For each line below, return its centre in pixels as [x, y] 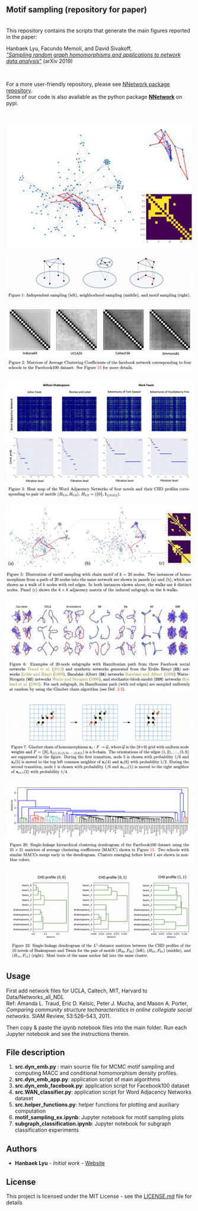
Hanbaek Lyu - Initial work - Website [60, 1163]
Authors [22, 1149]
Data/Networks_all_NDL [35, 997]
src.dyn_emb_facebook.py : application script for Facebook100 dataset [102, 1086]
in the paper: [22, 37]
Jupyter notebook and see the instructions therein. [68, 1033]
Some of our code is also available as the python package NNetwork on [94, 96]
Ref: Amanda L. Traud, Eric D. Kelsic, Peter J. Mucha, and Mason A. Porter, [97, 1003]
